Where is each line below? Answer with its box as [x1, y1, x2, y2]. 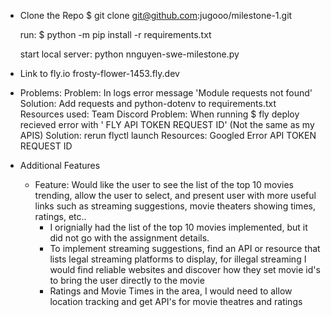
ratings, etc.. [34, 211, 87, 222]
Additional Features [19, 160, 101, 171]
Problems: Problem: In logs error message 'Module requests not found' [19, 87, 313, 99]
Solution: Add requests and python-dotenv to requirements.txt [19, 98, 277, 109]
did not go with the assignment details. [49, 232, 210, 244]
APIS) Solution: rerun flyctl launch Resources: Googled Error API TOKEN [19, 130, 317, 141]
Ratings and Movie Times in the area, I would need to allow [49, 285, 293, 297]
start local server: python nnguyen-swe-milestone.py [19, 48, 240, 60]
